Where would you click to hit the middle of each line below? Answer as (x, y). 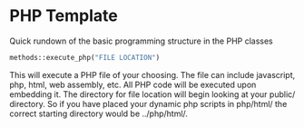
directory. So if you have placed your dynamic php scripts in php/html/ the (148, 103)
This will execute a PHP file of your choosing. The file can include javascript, (152, 74)
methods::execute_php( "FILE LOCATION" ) (85, 57)
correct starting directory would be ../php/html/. (99, 113)
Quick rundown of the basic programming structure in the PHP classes (142, 41)
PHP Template (64, 16)
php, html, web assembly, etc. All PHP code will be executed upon (133, 84)
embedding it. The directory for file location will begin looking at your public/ (152, 94)
